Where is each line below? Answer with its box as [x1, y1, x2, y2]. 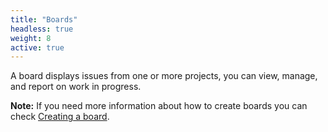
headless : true [10, 24, 74, 34]
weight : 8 [10, 33, 52, 43]
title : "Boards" [10, 14, 78, 25]
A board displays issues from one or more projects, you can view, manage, [10, 70, 318, 82]
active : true [10, 42, 65, 53]
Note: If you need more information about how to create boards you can [10, 100, 308, 112]
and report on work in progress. [10, 81, 142, 93]
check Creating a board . [10, 111, 110, 123]
